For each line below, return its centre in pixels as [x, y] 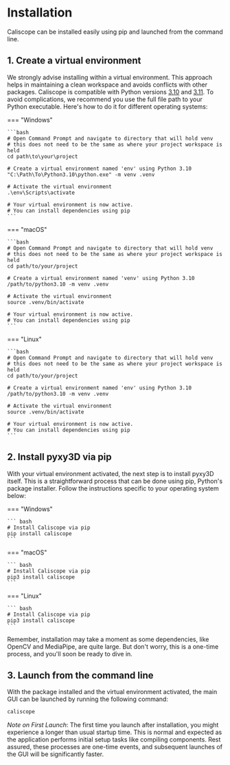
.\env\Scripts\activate [41, 193]
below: [16, 495]
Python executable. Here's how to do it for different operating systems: [107, 106]
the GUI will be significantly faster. [56, 754]
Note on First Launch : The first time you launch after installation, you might [113, 725]
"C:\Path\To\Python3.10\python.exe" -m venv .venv [81, 174]
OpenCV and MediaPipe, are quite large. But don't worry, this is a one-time [113, 646]
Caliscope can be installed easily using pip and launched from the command [115, 32]
